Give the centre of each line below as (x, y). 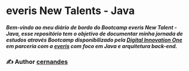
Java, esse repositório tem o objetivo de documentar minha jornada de (95, 33)
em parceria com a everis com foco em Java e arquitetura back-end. (92, 46)
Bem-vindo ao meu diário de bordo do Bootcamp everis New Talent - (92, 27)
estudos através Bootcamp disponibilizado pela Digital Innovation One (94, 40)
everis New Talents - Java (70, 11)
